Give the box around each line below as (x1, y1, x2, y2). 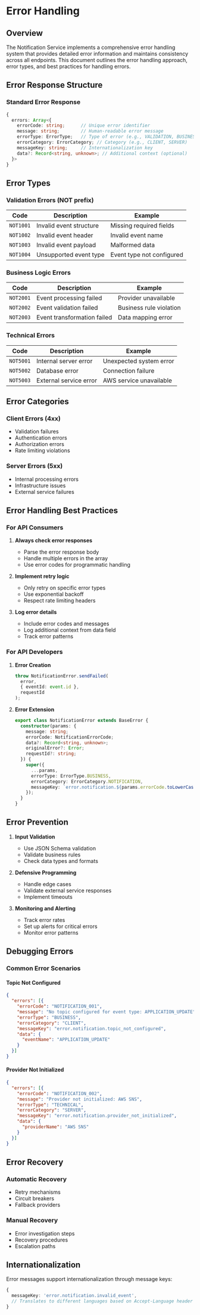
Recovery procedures (14, 1236, 68, 1243)
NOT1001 (9, 222, 31, 229)
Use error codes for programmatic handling (23, 561, 131, 569)
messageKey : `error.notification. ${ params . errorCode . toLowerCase (30, 784, 196, 790)
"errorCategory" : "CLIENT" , (17, 1020, 86, 1026)
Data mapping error (118, 314, 173, 322)
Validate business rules (23, 851, 81, 858)
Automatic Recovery (6, 1175, 67, 1183)
